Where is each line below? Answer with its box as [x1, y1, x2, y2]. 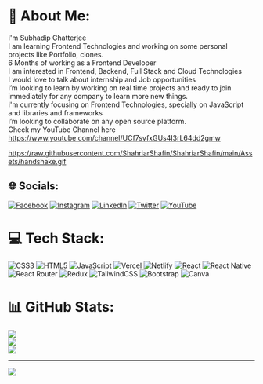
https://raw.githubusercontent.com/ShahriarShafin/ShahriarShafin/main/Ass [8, 148, 253, 158]
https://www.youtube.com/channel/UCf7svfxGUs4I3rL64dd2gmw [8, 133, 222, 142]
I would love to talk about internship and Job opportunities [8, 75, 196, 84]
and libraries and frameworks [8, 108, 103, 117]
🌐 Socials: [8, 180, 59, 193]
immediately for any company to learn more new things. [8, 91, 188, 101]
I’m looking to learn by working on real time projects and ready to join [8, 82, 232, 93]
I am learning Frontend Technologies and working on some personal [8, 41, 229, 50]
